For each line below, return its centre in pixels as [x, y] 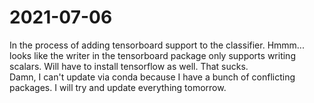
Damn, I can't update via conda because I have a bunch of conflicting [152, 77]
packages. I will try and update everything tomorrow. [118, 87]
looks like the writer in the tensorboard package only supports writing [152, 55]
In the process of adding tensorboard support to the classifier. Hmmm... [157, 45]
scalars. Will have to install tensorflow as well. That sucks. [129, 66]
